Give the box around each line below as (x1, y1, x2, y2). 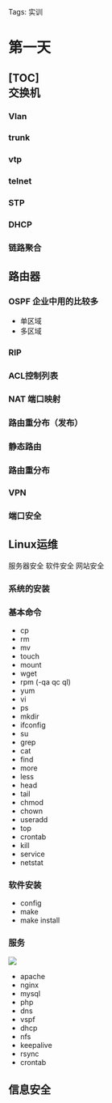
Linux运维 (8, 537, 58, 552)
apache (19, 971, 46, 981)
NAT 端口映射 (8, 393, 61, 405)
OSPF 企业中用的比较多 (8, 296, 99, 308)
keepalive (19, 1040, 52, 1050)
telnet (8, 176, 32, 187)
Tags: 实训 (8, 7, 43, 16)
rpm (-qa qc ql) (19, 677, 71, 687)
